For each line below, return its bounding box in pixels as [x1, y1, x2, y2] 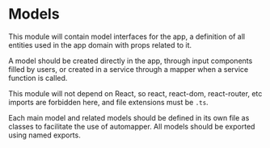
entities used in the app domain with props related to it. [8, 40, 192, 49]
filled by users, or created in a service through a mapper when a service [8, 64, 249, 74]
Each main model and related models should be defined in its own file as [8, 112, 250, 122]
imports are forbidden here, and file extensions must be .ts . [8, 97, 209, 107]
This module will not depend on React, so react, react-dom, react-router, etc [8, 88, 263, 98]
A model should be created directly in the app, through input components [8, 56, 253, 66]
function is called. [8, 73, 68, 82]
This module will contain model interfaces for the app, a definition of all [8, 32, 245, 41]
